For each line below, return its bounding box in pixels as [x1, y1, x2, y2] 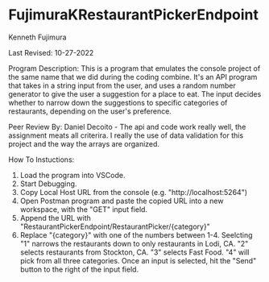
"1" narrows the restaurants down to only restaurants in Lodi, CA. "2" [19, 238, 249, 248]
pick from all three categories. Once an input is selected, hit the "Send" [19, 255, 257, 265]
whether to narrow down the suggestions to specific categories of [8, 97, 228, 107]
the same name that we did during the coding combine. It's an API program [8, 72, 258, 81]
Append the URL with [19, 213, 91, 222]
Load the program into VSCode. [19, 170, 126, 180]
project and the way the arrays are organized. [8, 139, 159, 148]
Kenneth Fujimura [8, 32, 67, 42]
